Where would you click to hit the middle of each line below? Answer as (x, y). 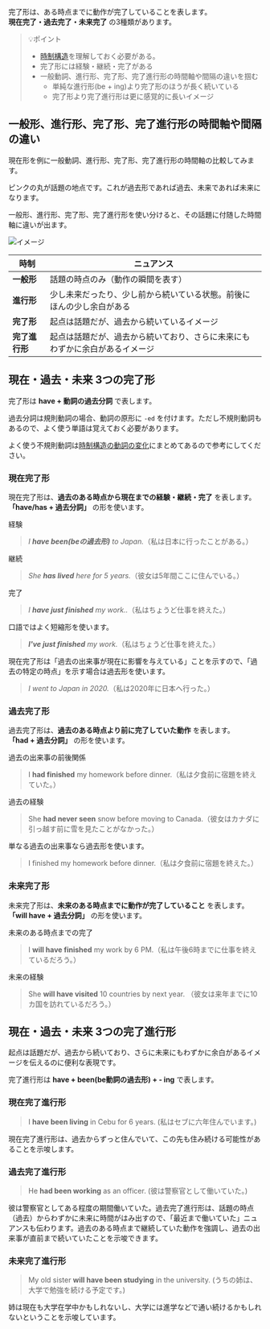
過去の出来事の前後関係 (47, 758)
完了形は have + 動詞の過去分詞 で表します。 (82, 400)
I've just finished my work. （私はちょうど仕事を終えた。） (124, 644)
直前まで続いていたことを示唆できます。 (96, 1238)
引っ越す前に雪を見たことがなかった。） (93, 829)
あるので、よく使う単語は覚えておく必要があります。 (96, 428)
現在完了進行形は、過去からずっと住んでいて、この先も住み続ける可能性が (131, 1139)
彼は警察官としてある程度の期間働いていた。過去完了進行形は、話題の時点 (131, 1207)
